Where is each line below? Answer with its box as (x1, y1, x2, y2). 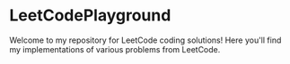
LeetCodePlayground (9, 5, 171, 26)
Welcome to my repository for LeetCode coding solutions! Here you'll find (9, 35, 282, 45)
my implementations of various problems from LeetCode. (9, 44, 221, 54)
